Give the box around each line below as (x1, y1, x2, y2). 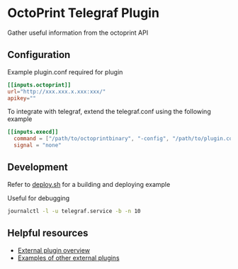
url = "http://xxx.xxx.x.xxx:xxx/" (7, 88, 106, 95)
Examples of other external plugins (17, 253, 120, 262)
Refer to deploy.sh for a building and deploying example (7, 180, 171, 188)
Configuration (7, 49, 71, 61)
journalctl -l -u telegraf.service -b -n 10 (7, 207, 141, 214)
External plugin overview (17, 246, 91, 254)
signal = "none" (13, 142, 62, 149)
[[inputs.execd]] (7, 129, 59, 136)
